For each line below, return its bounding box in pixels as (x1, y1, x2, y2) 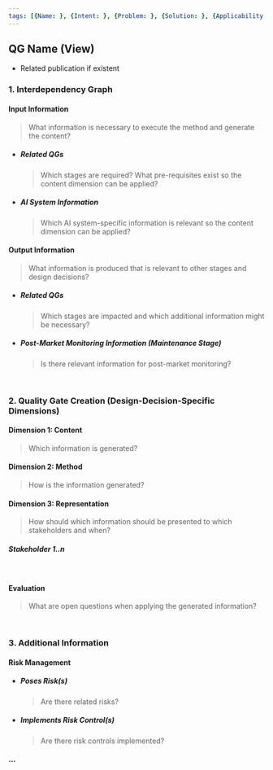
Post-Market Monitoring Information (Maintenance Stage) (19, 339, 222, 348)
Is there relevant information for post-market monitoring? (40, 359, 232, 369)
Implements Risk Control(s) (19, 715, 115, 725)
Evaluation (8, 583, 45, 593)
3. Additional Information (8, 637, 110, 649)
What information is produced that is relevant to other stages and (28, 263, 247, 273)
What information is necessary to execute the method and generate (28, 122, 255, 132)
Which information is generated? (28, 443, 138, 453)
